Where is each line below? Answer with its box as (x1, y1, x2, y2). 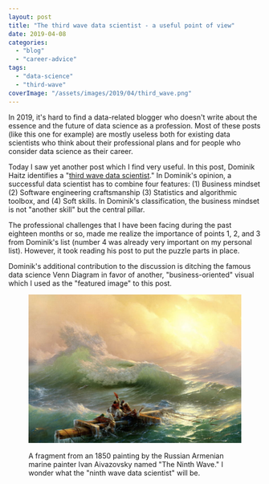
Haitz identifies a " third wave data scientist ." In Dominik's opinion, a (8, 170, 232, 180)
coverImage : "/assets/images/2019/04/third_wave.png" (8, 89, 193, 97)
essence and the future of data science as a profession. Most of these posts (8, 120, 261, 130)
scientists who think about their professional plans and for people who (8, 137, 241, 148)
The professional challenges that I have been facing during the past (8, 220, 232, 230)
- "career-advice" (15, 55, 78, 63)
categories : (8, 39, 48, 47)
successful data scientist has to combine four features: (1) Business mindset (8, 179, 261, 189)
